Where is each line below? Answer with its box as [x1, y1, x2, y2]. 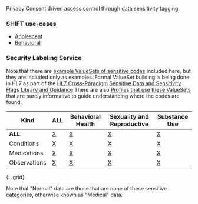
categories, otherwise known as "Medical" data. [6, 191, 123, 198]
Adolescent [14, 33, 43, 40]
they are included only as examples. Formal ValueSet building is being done [6, 73, 190, 81]
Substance [157, 112, 189, 121]
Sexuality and [109, 112, 149, 121]
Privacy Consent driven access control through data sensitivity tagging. [6, 5, 180, 12]
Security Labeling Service [6, 54, 82, 62]
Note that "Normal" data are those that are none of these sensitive [6, 185, 167, 192]
